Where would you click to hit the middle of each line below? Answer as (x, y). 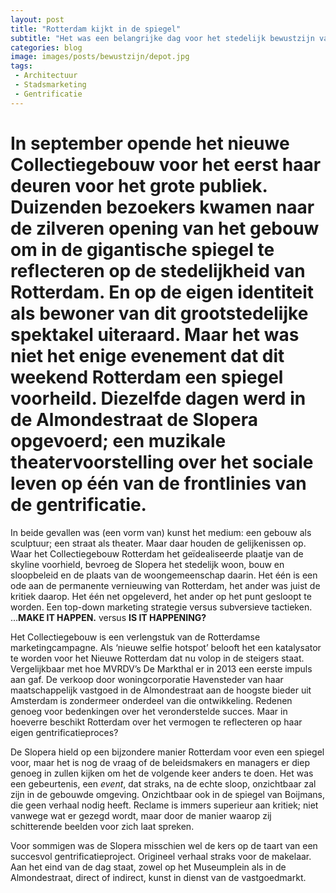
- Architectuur (46, 76)
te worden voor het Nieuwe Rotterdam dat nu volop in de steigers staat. (157, 658)
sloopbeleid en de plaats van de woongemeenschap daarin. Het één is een (164, 575)
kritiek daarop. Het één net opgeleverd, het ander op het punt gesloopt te (161, 596)
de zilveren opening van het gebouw (165, 228)
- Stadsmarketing (50, 85)
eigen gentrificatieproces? (64, 732)
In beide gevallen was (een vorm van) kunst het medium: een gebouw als (161, 532)
